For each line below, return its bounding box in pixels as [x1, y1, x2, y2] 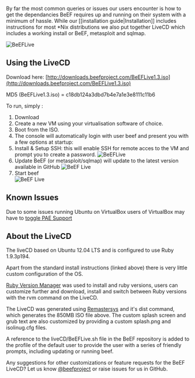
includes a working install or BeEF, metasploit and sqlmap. [6, 30, 146, 37]
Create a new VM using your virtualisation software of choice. [14, 120, 163, 127]
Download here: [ [6, 73, 48, 81]
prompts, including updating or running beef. [6, 348, 114, 355]
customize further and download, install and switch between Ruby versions [6, 288, 187, 295]
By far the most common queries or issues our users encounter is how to [6, 5, 182, 12]
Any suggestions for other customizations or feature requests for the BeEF [6, 359, 185, 366]
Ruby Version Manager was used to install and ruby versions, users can [6, 282, 178, 289]
